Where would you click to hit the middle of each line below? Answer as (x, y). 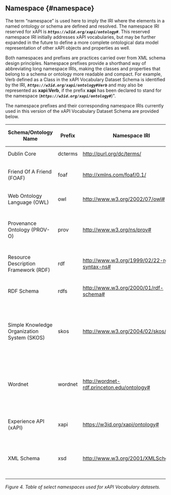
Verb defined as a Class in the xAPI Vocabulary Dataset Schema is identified (85, 79)
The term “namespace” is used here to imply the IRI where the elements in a (85, 20)
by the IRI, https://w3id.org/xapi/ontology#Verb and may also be (74, 85)
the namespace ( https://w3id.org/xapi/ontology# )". (61, 96)
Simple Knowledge (30, 325)
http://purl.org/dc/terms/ (112, 154)
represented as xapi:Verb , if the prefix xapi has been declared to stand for (83, 90)
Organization (23, 331)
